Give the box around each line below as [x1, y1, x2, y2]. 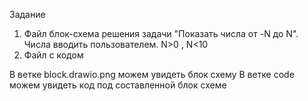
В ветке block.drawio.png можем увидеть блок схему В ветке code [9, 69, 295, 80]
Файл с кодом [23, 49, 84, 61]
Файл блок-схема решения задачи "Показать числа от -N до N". [23, 28, 299, 39]
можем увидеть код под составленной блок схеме [9, 79, 227, 91]
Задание [9, 9, 46, 20]
